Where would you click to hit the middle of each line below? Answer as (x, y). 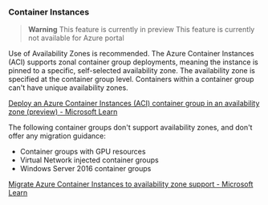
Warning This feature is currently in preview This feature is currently (141, 30)
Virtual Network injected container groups (89, 160)
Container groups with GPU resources (83, 152)
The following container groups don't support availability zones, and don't (130, 128)
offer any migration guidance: (57, 136)
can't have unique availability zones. (68, 88)
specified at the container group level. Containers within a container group (131, 80)
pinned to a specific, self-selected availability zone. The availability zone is (132, 71)
